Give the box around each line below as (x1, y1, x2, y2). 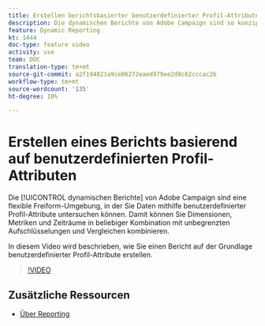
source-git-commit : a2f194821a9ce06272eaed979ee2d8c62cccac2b (8, 70, 217, 78)
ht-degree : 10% (8, 92, 58, 100)
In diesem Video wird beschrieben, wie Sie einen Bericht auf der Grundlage (8, 242, 253, 251)
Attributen (8, 167, 77, 185)
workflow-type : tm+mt (8, 77, 80, 85)
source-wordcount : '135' (8, 84, 90, 93)
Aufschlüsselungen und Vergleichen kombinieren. (8, 227, 170, 236)
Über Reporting (19, 309, 70, 318)
